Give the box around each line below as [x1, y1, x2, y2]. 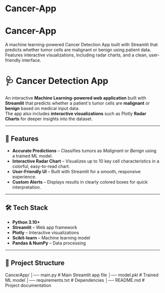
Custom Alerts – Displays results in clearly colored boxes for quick [12, 179, 148, 185]
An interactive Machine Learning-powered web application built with [5, 95, 146, 101]
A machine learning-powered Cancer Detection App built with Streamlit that [5, 42, 158, 48]
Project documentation [5, 282, 52, 288]
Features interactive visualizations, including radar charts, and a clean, [5, 52, 148, 58]
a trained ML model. [12, 153, 53, 159]
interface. [22, 57, 42, 63]
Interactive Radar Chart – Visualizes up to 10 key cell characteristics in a [12, 158, 160, 164]
